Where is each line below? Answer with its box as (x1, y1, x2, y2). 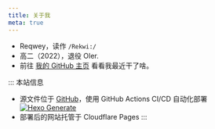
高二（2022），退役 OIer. (19, 51, 100, 60)
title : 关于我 (8, 11, 51, 20)
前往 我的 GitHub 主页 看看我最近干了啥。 (19, 60, 154, 70)
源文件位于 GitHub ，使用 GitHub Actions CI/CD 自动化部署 (19, 94, 208, 103)
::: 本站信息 (8, 77, 45, 87)
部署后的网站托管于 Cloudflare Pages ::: (19, 112, 148, 121)
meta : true (8, 19, 44, 27)
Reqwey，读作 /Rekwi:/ (19, 41, 97, 51)
